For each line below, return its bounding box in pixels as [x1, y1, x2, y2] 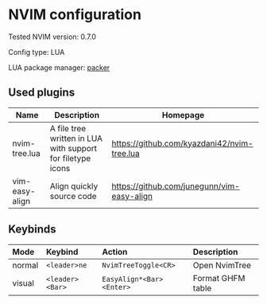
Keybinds [8, 223, 57, 236]
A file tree [49, 123, 87, 134]
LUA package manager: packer [8, 62, 110, 72]
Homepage [161, 109, 205, 120]
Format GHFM [192, 272, 246, 283]
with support [49, 142, 98, 154]
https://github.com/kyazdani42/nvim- [111, 138, 253, 149]
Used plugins [8, 86, 75, 99]
